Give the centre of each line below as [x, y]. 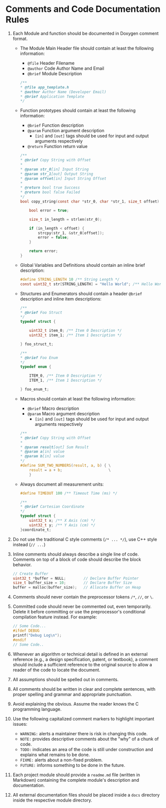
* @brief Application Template [52, 97]
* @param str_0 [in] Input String [54, 169]
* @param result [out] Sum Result [54, 447]
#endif [19, 640]
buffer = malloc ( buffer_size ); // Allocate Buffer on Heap [77, 588]
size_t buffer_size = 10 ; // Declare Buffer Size [72, 583]
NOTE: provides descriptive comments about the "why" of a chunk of [89, 739]
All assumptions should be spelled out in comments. [66, 679]
